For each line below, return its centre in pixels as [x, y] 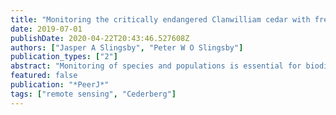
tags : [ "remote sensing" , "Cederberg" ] [93, 94]
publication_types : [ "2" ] [64, 57]
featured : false [44, 76]
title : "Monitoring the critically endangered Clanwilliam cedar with [160, 19]
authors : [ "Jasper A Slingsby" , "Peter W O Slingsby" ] [127, 47]
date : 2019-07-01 [46, 29]
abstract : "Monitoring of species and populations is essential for [156, 66]
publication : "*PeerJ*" [60, 85]
